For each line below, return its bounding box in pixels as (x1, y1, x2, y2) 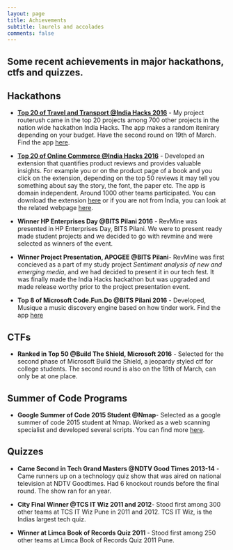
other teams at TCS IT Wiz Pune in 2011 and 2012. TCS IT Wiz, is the (17, 507, 213, 516)
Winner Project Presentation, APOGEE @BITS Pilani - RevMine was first (17, 253, 225, 262)
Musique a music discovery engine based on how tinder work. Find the (17, 304, 221, 312)
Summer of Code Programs (7, 392, 127, 404)
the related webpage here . (17, 204, 94, 212)
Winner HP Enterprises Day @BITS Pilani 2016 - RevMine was (17, 217, 198, 225)
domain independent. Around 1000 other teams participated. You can (17, 189, 216, 198)
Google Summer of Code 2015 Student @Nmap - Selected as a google (17, 411, 221, 419)
